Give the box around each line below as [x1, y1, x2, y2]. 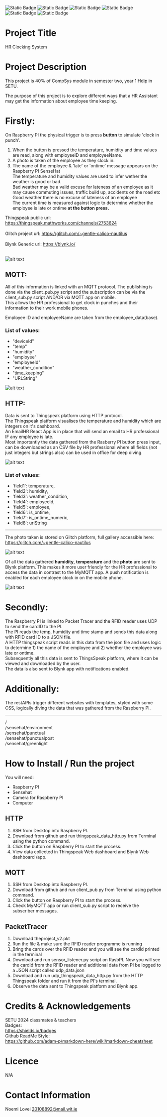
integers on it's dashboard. [5, 423, 61, 429]
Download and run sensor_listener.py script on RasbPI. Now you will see [12, 957, 161, 963]
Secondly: [5, 602, 48, 613]
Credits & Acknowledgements [5, 1001, 131, 1012]
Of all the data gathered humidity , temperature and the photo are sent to [5, 559, 156, 565]
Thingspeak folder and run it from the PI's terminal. [12, 978, 117, 984]
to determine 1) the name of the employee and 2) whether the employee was [5, 645, 162, 651]
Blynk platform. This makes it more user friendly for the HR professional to [5, 564, 157, 570]
